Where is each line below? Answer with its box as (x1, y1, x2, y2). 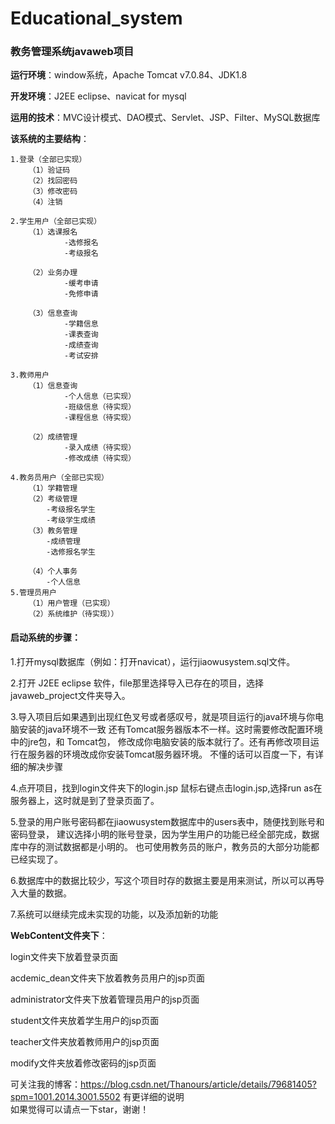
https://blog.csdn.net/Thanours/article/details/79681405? (80, 1078, 317, 1090)
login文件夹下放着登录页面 (10, 950, 119, 962)
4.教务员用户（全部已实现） (10, 473, 110, 483)
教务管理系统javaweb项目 (10, 45, 135, 59)
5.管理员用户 (10, 588, 57, 598)
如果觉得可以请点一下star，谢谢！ (10, 1103, 150, 1115)
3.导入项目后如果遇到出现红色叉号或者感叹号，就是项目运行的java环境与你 (10, 710, 316, 722)
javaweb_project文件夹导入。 (10, 689, 131, 701)
